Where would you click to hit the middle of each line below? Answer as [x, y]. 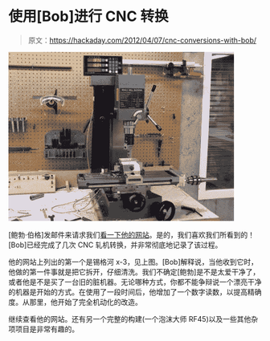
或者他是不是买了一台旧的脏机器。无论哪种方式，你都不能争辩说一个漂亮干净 [135, 282]
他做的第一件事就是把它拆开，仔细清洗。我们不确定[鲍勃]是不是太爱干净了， [134, 272]
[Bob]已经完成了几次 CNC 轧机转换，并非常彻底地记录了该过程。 [115, 245]
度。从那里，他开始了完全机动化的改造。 [75, 302]
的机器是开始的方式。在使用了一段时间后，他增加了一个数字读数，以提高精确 [135, 292]
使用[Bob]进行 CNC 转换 [88, 16]
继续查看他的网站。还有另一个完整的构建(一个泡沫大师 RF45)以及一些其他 [130, 319]
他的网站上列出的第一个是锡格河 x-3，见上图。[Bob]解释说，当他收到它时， [133, 262]
